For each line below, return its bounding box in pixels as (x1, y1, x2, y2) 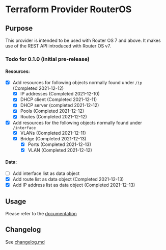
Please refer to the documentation (5, 211, 77, 217)
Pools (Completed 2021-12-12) (20, 108, 85, 114)
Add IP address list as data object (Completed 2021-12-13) (12, 182, 135, 188)
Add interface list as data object (12, 170, 80, 177)
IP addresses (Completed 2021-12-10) (20, 91, 100, 97)
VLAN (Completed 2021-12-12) (27, 147, 93, 153)
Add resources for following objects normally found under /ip (12, 80, 143, 86)
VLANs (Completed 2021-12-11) (20, 130, 87, 136)
